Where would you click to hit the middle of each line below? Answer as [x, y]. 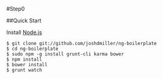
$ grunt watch [24, 70]
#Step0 [16, 9]
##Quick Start [24, 20]
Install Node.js [24, 32]
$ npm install [24, 60]
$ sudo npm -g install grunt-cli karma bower [65, 54]
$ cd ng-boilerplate [33, 49]
